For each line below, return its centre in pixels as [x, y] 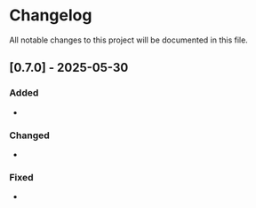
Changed [30, 135]
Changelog [51, 15]
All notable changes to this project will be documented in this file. [129, 40]
